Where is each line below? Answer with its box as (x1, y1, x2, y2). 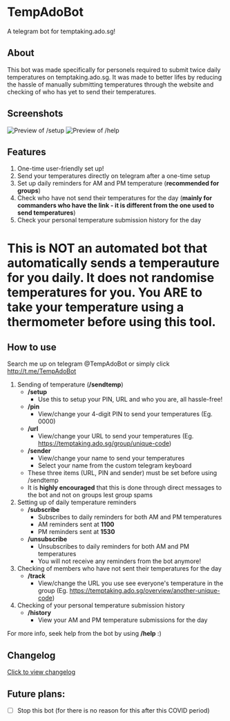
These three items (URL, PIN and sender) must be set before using (27, 469, 218, 477)
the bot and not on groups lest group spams (27, 491, 153, 499)
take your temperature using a (7, 299, 184, 315)
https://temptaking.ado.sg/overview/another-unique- (69, 587, 220, 595)
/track (27, 572, 46, 580)
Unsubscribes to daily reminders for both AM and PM (37, 542, 190, 551)
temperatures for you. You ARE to (7, 285, 202, 300)
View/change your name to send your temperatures (37, 454, 185, 463)
